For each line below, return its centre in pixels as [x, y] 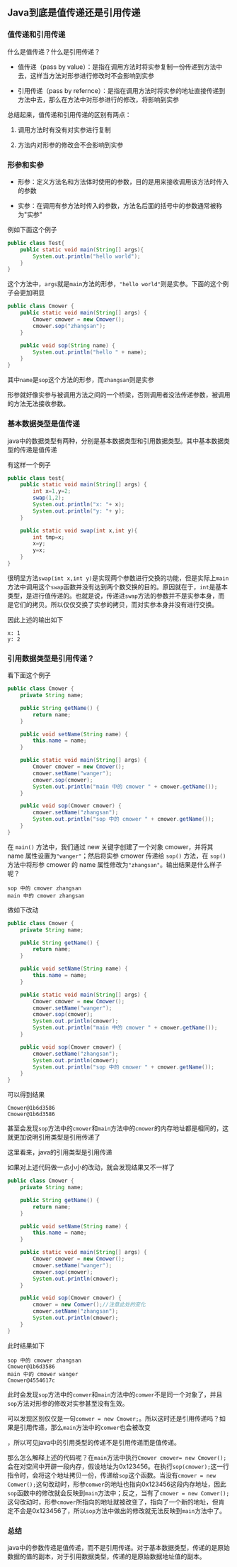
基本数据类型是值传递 [44, 424]
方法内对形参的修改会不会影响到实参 [70, 145]
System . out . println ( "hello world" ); [87, 256]
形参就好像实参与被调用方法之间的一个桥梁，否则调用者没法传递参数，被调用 [119, 395]
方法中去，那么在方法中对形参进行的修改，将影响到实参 [98, 99]
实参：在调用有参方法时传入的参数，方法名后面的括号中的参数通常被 [117, 205]
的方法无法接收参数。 [38, 404]
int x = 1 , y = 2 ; [52, 491]
